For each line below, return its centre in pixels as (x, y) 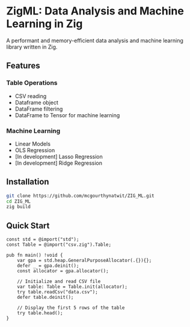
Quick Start (28, 226)
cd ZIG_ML (19, 201)
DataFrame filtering (39, 109)
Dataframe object (37, 102)
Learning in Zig (44, 24)
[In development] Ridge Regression (59, 163)
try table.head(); (40, 313)
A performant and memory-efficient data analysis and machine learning (95, 40)
